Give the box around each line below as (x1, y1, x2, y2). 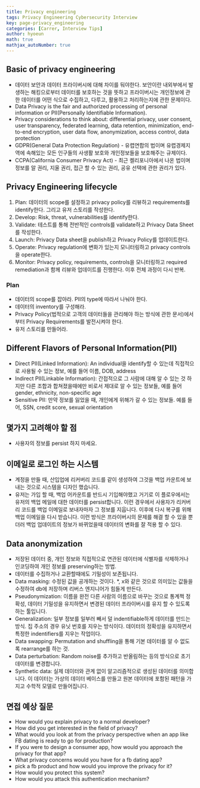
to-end (14, 128, 32, 135)
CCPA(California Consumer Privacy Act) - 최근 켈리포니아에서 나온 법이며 (14, 156, 190, 163)
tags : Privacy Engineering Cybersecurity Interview (6, 14, 137, 20)
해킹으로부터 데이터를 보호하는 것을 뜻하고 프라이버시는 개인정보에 (30, 88, 184, 96)
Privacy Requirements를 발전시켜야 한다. (26, 318, 124, 325)
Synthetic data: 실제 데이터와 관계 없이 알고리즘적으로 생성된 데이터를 (14, 668, 178, 675)
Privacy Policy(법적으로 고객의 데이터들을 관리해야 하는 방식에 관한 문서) (14, 310, 184, 317)
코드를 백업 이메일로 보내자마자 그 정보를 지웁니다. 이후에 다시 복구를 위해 (21, 506, 192, 513)
